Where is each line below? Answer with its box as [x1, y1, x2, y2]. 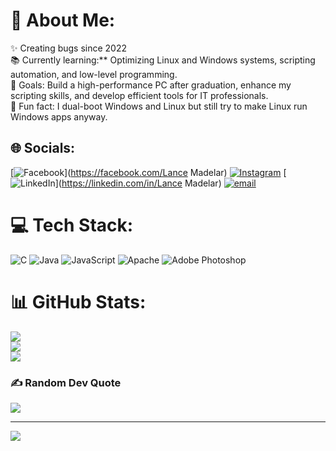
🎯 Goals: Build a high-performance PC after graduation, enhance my [10, 79, 292, 91]
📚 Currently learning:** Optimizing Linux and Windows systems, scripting [10, 54, 316, 66]
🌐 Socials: [10, 140, 76, 157]
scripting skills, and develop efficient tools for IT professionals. [10, 89, 269, 101]
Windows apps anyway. [10, 110, 108, 123]
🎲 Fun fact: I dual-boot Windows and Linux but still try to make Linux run [10, 100, 308, 112]
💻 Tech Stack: [10, 214, 134, 236]
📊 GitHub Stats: [10, 290, 147, 313]
